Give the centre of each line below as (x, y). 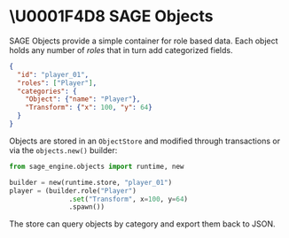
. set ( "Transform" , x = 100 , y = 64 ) (129, 199)
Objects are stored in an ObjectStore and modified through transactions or (145, 141)
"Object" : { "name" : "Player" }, (83, 99)
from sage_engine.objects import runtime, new (97, 166)
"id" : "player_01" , (53, 74)
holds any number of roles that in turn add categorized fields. (121, 50)
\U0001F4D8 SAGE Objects (111, 16)
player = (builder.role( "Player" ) (73, 191)
